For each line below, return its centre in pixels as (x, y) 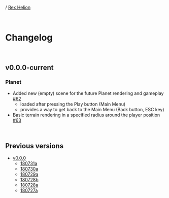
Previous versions (35, 146)
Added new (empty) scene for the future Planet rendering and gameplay (88, 93)
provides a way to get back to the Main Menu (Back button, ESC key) (92, 109)
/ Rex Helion (18, 7)
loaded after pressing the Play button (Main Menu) (73, 104)
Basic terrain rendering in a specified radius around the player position (86, 115)
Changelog (29, 38)
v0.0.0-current (29, 68)
